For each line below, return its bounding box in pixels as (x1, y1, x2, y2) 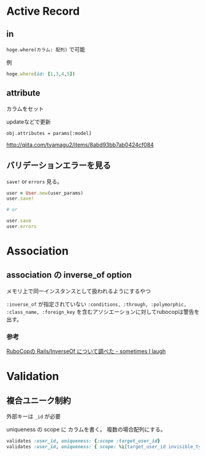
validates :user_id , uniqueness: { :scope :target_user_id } (6, 438, 161, 444)
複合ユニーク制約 (6, 395, 71, 406)
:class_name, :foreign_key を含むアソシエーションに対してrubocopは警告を (6, 308, 200, 315)
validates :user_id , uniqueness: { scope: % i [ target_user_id (6, 444, 166, 450)
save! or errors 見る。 (6, 178, 63, 185)
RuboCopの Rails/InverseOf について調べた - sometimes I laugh (6, 348, 166, 355)
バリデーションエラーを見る (6, 161, 112, 171)
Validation (6, 370, 59, 384)
